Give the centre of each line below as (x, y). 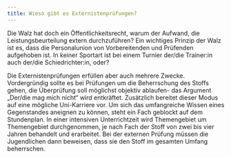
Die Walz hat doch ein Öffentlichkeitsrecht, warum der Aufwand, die (103, 33)
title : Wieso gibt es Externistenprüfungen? (72, 13)
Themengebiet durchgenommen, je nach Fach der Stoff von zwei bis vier (111, 126)
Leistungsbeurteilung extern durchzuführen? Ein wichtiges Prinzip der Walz (114, 40)
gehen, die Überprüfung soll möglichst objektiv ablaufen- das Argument (109, 90)
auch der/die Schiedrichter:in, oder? (58, 62)
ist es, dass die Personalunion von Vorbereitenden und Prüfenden (101, 47)
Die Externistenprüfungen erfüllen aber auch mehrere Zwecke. (96, 76)
